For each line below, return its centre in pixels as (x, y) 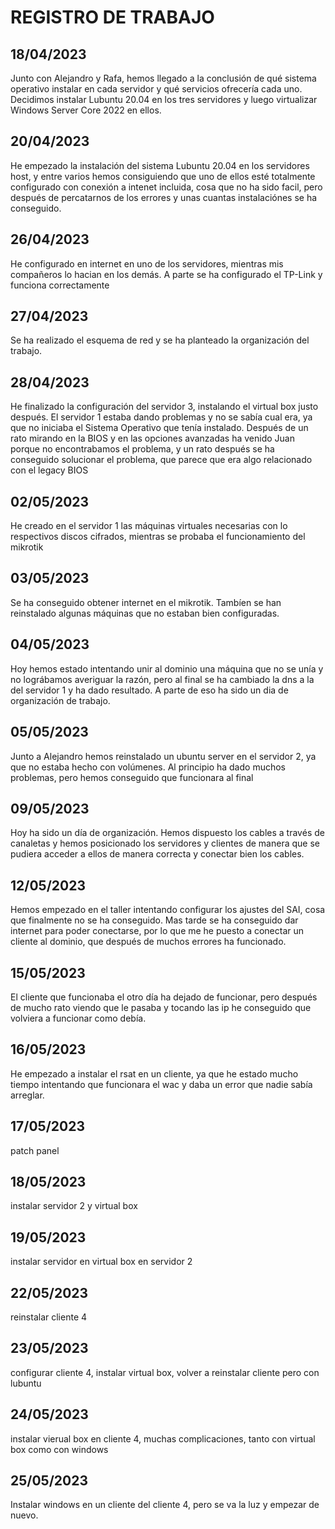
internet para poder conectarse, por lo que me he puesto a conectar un (157, 931)
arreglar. (27, 1095)
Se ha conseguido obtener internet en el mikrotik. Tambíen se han (146, 602)
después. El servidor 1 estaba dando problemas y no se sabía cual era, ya (161, 417)
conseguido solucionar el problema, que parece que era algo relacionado (161, 460)
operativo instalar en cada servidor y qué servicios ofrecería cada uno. (156, 89)
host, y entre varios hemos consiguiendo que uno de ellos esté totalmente (163, 176)
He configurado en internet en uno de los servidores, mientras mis (147, 263)
